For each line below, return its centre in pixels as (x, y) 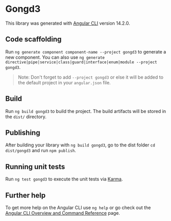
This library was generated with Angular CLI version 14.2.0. (68, 23)
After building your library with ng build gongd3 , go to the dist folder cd (80, 145)
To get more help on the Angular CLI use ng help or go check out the (78, 208)
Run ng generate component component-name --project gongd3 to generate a (86, 51)
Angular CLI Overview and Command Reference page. (63, 213)
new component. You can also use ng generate (55, 57)
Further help (26, 195)
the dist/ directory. (26, 117)
